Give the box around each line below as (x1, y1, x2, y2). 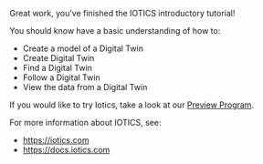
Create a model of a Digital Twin (22, 43, 144, 54)
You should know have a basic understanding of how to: (9, 26, 221, 36)
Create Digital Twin (22, 53, 95, 63)
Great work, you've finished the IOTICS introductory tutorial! (9, 8, 236, 18)
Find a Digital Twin (22, 63, 93, 73)
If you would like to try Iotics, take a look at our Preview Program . (9, 99, 254, 110)
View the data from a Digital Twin (22, 82, 148, 92)
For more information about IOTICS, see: (9, 118, 162, 128)
